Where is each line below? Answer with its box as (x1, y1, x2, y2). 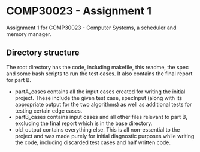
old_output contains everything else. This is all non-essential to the (14, 126, 180, 133)
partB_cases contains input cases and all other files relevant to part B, (14, 113, 187, 120)
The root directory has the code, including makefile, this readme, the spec (6, 63, 189, 71)
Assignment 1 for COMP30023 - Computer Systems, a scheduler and (6, 24, 177, 31)
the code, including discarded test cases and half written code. (14, 139, 171, 146)
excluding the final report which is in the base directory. (14, 120, 153, 127)
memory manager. (6, 30, 51, 37)
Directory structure (6, 48, 80, 58)
